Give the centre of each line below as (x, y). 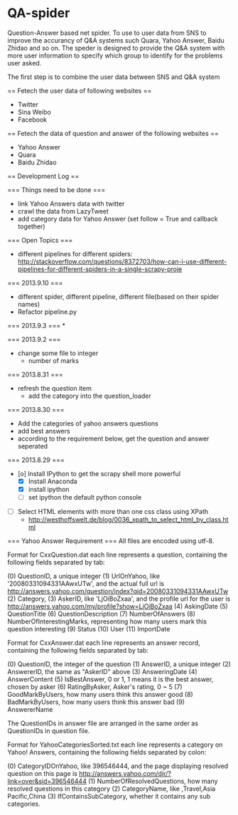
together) (31, 226)
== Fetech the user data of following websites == (80, 90)
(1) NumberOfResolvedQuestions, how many (153, 782)
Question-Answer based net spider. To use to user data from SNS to (107, 33)
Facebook (32, 120)
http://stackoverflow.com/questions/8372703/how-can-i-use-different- (122, 261)
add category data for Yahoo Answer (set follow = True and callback (118, 219)
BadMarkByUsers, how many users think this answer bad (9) (96, 702)
